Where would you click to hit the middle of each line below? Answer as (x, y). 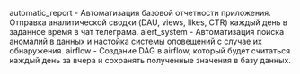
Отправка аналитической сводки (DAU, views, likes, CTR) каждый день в (149, 22)
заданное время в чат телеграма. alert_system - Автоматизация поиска (147, 32)
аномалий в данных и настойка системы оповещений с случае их (136, 41)
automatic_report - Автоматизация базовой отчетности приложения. (140, 13)
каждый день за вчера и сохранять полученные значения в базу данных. (150, 60)
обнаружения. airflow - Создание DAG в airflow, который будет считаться (150, 51)
